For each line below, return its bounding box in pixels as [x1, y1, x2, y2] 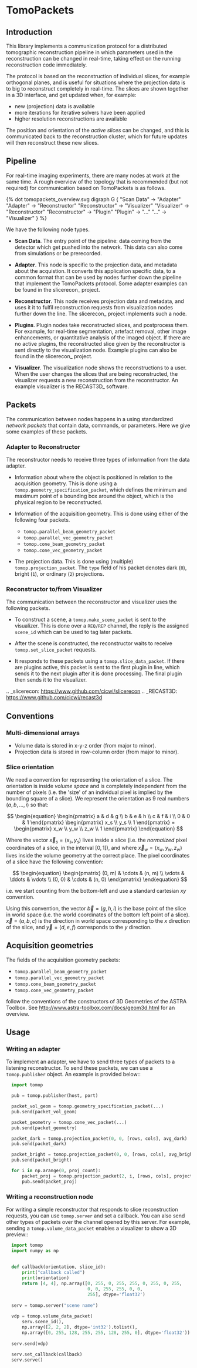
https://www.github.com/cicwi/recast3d [6, 694, 103, 701]
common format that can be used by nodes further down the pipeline [14, 273, 182, 281]
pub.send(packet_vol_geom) [11, 1109, 77, 1115]
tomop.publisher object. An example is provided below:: [6, 1071, 141, 1078]
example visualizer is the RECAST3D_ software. [14, 383, 129, 390]
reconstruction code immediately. [6, 61, 87, 68]
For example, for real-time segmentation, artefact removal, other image [14, 328, 186, 335]
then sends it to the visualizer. [14, 676, 87, 683]
